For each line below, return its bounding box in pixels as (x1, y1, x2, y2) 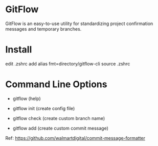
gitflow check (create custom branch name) (12, 115, 105, 121)
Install (5, 44, 32, 56)
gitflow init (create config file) (12, 105, 75, 111)
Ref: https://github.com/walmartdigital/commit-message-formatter (5, 135, 146, 141)
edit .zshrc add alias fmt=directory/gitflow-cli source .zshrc (5, 60, 130, 67)
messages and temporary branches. (5, 26, 82, 32)
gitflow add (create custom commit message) (12, 125, 109, 131)
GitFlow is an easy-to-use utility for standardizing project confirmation (5, 20, 153, 27)
